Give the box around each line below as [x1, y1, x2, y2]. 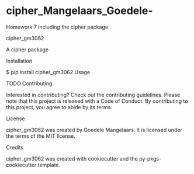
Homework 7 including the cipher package [6, 23, 109, 30]
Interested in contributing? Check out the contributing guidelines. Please [6, 91, 181, 98]
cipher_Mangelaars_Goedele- [6, 4, 153, 18]
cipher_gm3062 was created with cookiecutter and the [6, 155, 138, 162]
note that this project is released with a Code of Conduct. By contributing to [6, 98, 188, 105]
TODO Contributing [6, 80, 53, 87]
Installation [6, 57, 33, 64]
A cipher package [6, 46, 49, 53]
